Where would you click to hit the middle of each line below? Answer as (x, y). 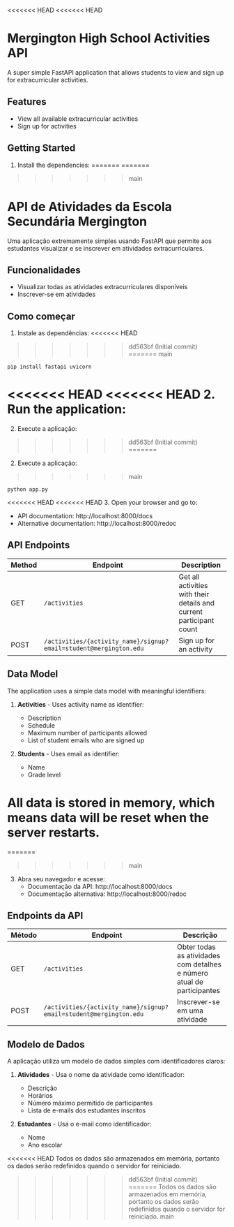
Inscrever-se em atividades (56, 294)
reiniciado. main (151, 1217)
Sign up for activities (47, 126)
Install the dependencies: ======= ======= (83, 165)
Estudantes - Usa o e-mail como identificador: (84, 1124)
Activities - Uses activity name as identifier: (80, 704)
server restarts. (53, 832)
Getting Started (41, 148)
